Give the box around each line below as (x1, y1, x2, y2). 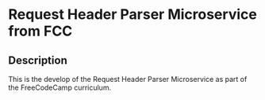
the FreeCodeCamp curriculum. (8, 83, 112, 92)
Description (8, 54, 67, 67)
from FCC (8, 22, 73, 40)
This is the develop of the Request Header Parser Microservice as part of (8, 75, 248, 83)
